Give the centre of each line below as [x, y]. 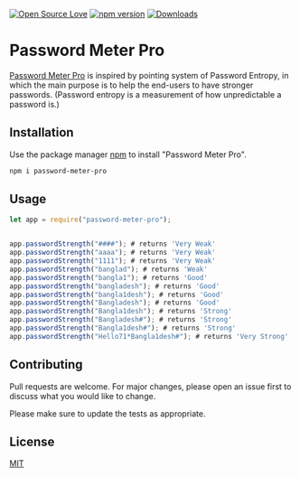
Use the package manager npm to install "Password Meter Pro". [128, 154]
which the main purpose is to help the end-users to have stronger [131, 85]
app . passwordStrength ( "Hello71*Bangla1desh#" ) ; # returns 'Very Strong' [149, 336]
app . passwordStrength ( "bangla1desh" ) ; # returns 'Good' [117, 295]
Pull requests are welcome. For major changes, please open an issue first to [150, 386]
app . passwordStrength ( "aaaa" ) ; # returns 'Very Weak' [113, 253]
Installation [42, 132]
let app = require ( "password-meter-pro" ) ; [90, 220]
